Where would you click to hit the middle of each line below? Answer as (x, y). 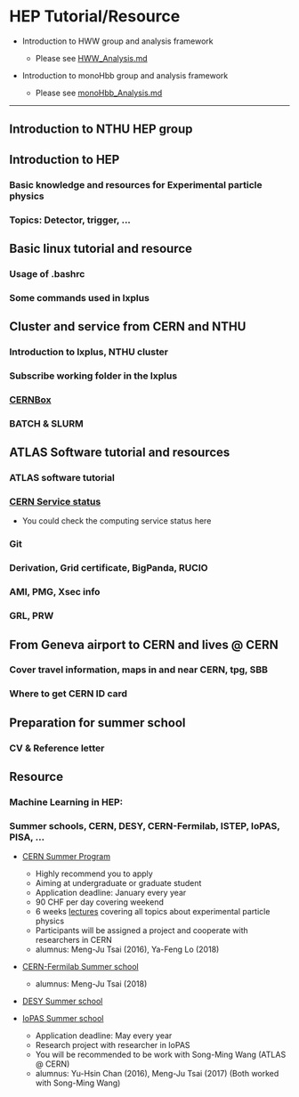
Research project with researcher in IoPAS (113, 1045)
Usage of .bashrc (47, 273)
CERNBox (30, 400)
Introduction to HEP (65, 159)
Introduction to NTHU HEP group (101, 130)
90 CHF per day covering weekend (100, 902)
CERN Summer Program (66, 857)
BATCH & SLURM (46, 423)
